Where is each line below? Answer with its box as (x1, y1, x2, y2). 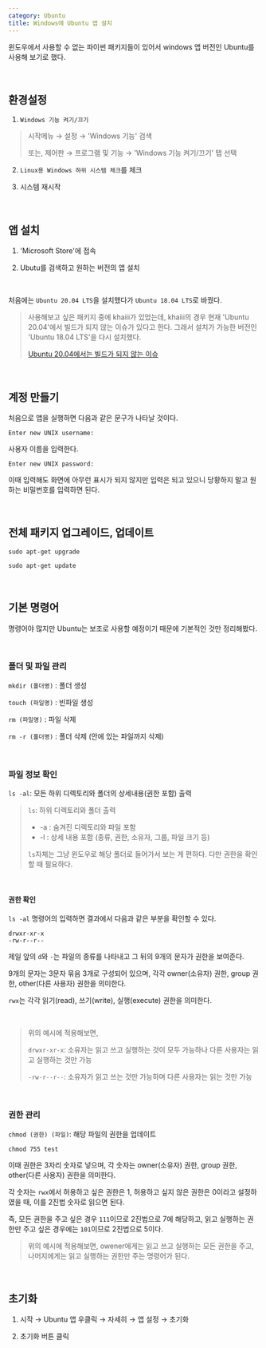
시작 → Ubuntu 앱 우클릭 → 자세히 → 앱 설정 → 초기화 (19, 1314, 190, 1324)
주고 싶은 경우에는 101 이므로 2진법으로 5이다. (22, 1223, 163, 1234)
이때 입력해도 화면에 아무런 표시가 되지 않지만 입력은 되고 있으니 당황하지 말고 (8, 474, 248, 484)
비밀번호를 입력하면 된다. (22, 485, 100, 494)
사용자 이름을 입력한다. (8, 444, 79, 454)
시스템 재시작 (19, 182, 61, 192)
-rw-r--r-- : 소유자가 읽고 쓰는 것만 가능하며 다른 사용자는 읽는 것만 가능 (27, 1072, 252, 1082)
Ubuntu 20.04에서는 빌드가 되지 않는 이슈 (27, 349, 159, 359)
